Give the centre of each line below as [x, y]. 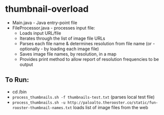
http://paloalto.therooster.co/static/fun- [113, 102]
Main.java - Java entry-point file [45, 23]
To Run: [17, 80]
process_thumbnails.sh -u [39, 102]
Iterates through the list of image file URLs [62, 38]
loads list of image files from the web [111, 107]
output [26, 64]
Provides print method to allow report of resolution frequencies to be [89, 59]
